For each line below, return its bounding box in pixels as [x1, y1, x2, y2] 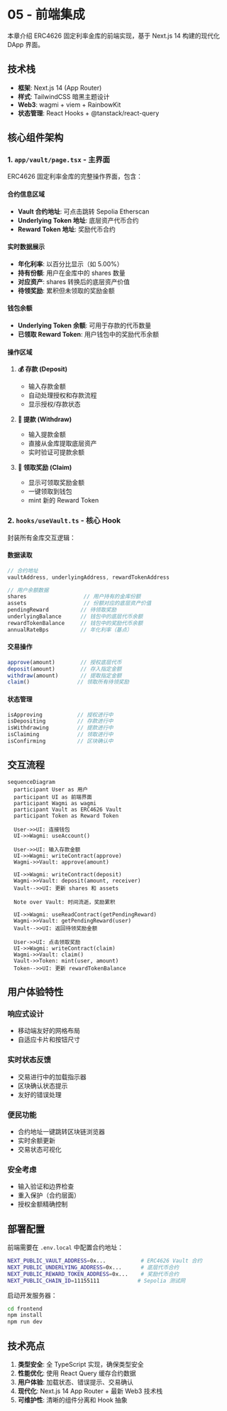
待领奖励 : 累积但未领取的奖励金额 [17, 286, 115, 295]
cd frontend [7, 1305, 43, 1312]
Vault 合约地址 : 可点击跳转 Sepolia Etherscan [17, 207, 150, 216]
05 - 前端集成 [7, 6, 85, 23]
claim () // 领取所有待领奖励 [7, 678, 130, 686]
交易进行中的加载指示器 [17, 1072, 87, 1081]
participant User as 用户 [13, 786, 89, 793]
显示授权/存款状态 [28, 400, 81, 409]
